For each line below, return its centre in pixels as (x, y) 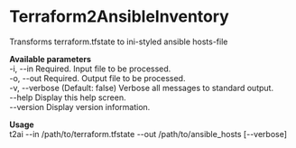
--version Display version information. (80, 106)
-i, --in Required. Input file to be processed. (90, 69)
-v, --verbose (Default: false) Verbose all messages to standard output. (141, 88)
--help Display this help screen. (68, 97)
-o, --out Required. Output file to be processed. (97, 78)
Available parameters (51, 59)
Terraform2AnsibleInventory (120, 17)
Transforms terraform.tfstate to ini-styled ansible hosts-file (119, 42)
